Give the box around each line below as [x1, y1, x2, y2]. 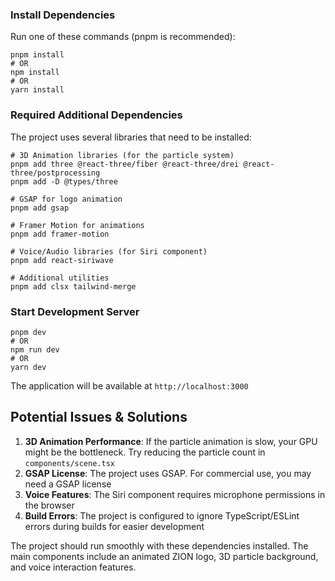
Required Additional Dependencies [10, 108, 183, 122]
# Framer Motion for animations [10, 220, 145, 230]
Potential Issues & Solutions [10, 409, 188, 426]
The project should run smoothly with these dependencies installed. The [10, 539, 309, 552]
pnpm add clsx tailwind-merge [10, 281, 137, 292]
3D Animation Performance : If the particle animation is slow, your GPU [24, 435, 318, 447]
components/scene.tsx [24, 458, 115, 468]
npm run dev [10, 344, 60, 355]
